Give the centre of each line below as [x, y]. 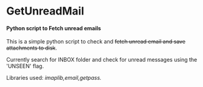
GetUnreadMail [45, 11]
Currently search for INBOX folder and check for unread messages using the [102, 60]
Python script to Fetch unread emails [54, 28]
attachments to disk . [32, 48]
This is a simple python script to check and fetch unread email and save [96, 42]
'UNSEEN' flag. [25, 66]
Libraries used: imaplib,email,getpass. [54, 78]
